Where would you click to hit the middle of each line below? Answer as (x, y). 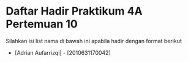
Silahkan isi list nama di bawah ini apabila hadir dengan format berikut (94, 41)
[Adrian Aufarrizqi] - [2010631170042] (62, 52)
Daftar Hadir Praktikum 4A (74, 11)
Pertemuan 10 (42, 24)
